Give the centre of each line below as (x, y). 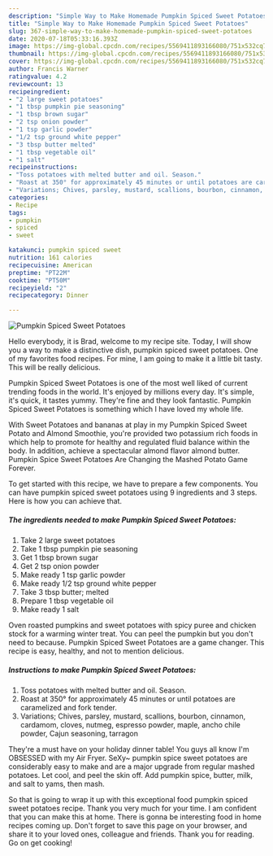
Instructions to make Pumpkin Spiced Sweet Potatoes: (102, 670)
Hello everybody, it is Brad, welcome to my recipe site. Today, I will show (130, 342)
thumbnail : (27, 54)
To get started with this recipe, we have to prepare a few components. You (133, 484)
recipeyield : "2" (38, 288)
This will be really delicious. (55, 368)
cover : (19, 62)
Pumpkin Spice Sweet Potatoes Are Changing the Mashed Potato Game (128, 460)
